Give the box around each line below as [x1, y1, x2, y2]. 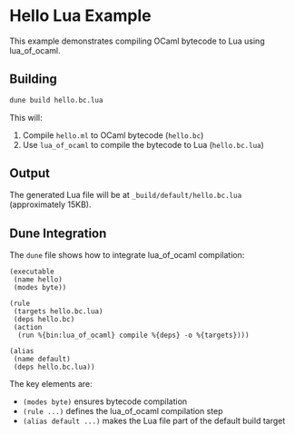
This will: [9, 112, 43, 123]
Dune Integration [9, 225, 107, 241]
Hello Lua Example [9, 5, 152, 26]
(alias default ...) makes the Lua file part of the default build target [22, 415, 286, 427]
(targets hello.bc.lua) [13, 307, 103, 316]
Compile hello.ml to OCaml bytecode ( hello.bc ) [22, 129, 204, 141]
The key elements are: [9, 379, 93, 390]
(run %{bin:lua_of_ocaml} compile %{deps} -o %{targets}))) [17, 331, 250, 341]
